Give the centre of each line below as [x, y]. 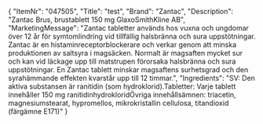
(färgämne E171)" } [38, 111]
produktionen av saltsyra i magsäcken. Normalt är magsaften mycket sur [126, 53]
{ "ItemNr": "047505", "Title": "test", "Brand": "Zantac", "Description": [121, 11]
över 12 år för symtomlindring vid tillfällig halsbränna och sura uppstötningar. [132, 36]
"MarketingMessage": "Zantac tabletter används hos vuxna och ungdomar [129, 28]
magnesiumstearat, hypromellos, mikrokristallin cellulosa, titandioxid [119, 103]
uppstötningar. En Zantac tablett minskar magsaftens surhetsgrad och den [128, 69]
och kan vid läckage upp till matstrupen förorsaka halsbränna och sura [122, 61]
